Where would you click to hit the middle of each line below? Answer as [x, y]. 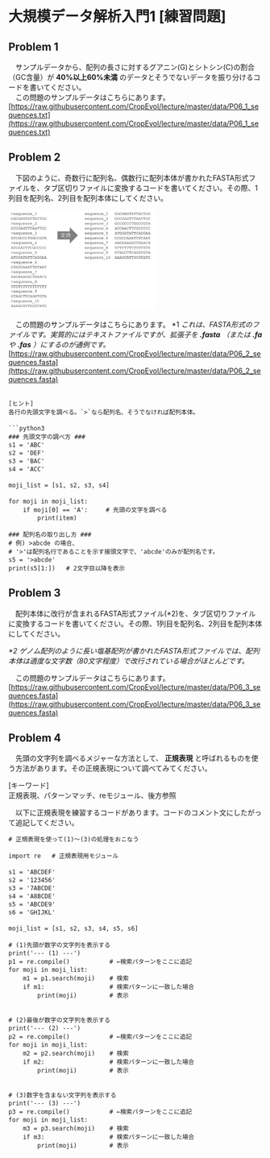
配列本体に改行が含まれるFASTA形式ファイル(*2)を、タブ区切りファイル [135, 613]
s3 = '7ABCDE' [32, 888]
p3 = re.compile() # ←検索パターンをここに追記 [100, 1112]
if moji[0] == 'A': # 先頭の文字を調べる [95, 510]
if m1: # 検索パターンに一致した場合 [109, 987]
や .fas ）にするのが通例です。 [59, 344]
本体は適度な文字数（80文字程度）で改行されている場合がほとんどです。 [129, 661]
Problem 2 [35, 158]
